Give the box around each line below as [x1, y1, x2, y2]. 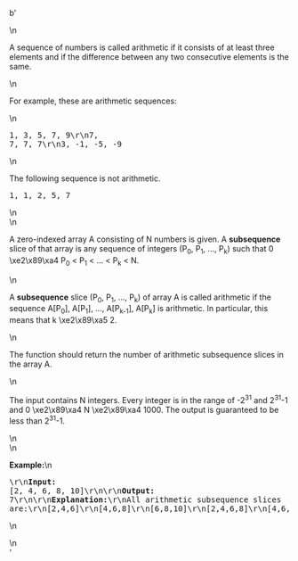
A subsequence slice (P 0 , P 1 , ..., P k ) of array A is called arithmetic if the [9, 292, 271, 304]
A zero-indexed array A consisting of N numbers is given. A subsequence [9, 234, 281, 244]
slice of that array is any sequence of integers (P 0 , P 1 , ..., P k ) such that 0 [9, 243, 274, 256]
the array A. [9, 359, 52, 369]
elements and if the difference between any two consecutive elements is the [9, 52, 289, 62]
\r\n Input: [9, 476, 57, 487]
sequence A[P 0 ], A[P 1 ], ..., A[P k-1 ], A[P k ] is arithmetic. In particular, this [9, 303, 269, 316]
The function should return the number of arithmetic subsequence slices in [9, 350, 285, 360]
